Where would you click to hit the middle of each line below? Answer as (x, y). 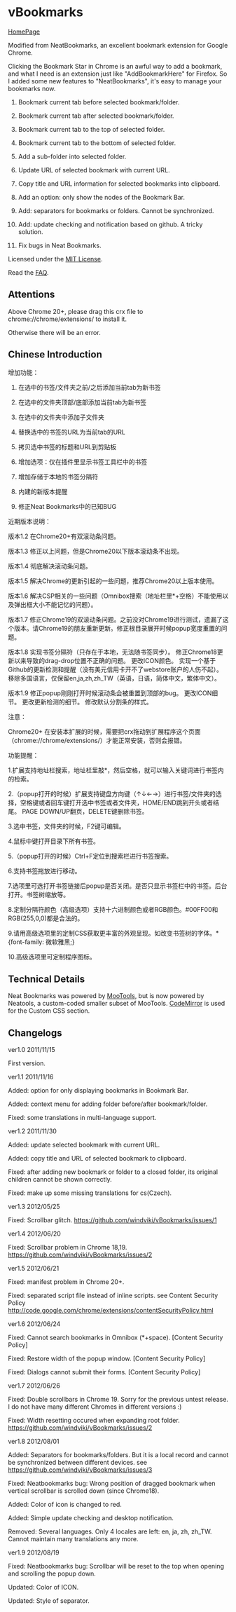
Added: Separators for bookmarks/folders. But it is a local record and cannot (118, 1455)
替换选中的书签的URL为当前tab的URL (71, 432)
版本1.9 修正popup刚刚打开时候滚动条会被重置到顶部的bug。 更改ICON (110, 693)
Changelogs (35, 1033)
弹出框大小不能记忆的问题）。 (55, 604)
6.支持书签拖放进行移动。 (44, 870)
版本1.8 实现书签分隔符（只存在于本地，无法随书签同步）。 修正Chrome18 (113, 652)
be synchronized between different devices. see (78, 1463)
